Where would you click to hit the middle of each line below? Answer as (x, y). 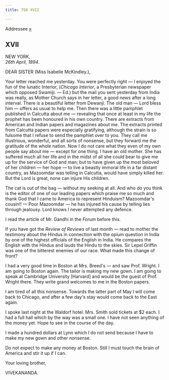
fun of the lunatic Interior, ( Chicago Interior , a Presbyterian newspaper (78, 87)
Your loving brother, (26, 363)
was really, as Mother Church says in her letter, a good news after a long (80, 98)
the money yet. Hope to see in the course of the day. (60, 323)
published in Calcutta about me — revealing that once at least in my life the (83, 114)
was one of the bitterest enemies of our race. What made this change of (80, 251)
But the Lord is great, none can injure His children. (57, 178)
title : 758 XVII (22, 10)
